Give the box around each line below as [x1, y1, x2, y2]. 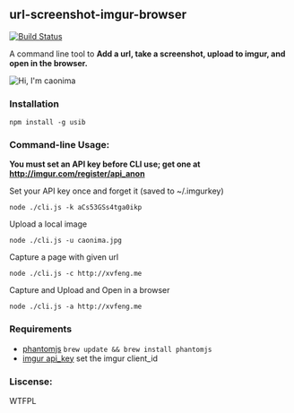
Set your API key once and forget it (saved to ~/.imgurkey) [9, 185, 224, 196]
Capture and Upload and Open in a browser [9, 285, 170, 296]
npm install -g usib [9, 118, 87, 127]
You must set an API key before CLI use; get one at [9, 159, 201, 169]
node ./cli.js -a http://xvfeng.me [9, 302, 143, 312]
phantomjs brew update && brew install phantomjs [22, 343, 212, 354]
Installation [9, 98, 60, 110]
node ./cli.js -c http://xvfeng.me [9, 269, 143, 279]
